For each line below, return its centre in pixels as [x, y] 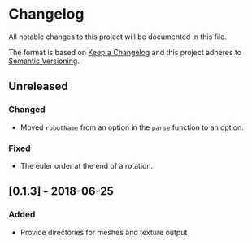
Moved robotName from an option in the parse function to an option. [132, 127]
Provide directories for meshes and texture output [104, 232]
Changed [27, 110]
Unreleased [39, 86]
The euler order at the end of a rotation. [86, 165]
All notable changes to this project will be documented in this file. [118, 37]
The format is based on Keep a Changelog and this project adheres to [125, 52]
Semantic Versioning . [44, 61]
